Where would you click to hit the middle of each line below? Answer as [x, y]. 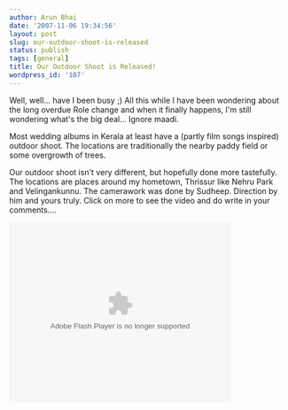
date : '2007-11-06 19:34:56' [63, 26]
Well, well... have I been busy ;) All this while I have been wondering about [144, 100]
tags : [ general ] [39, 58]
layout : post [33, 34]
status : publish [39, 50]
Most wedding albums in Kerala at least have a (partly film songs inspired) [144, 136]
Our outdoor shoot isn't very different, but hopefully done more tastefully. [143, 172]
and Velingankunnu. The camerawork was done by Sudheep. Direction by [144, 190]
